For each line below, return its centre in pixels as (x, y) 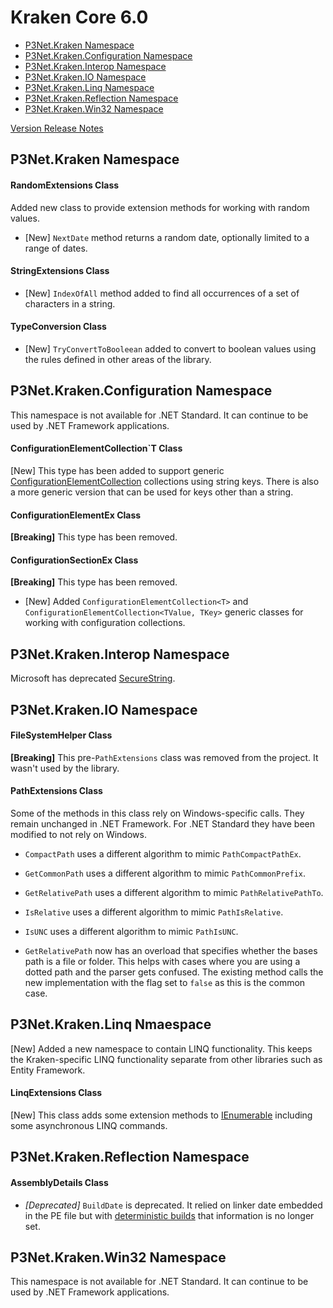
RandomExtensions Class (65, 185)
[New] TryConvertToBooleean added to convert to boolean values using (170, 348)
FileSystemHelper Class (61, 735)
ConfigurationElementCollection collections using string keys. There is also (165, 481)
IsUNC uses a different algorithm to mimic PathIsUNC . (131, 931)
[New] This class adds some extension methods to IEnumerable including (161, 1115)
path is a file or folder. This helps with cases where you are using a (162, 961)
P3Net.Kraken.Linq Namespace (89, 87)
